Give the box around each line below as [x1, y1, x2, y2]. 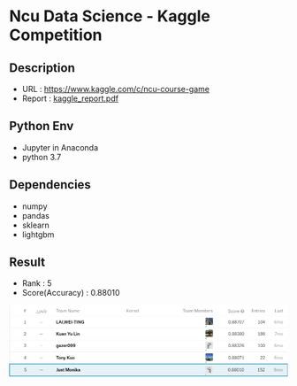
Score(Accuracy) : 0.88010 [21, 288, 121, 298]
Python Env [9, 119, 74, 134]
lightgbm [21, 228, 55, 240]
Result [9, 255, 46, 270]
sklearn [21, 220, 50, 230]
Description [9, 60, 75, 75]
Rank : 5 [21, 278, 52, 289]
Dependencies [9, 177, 91, 192]
